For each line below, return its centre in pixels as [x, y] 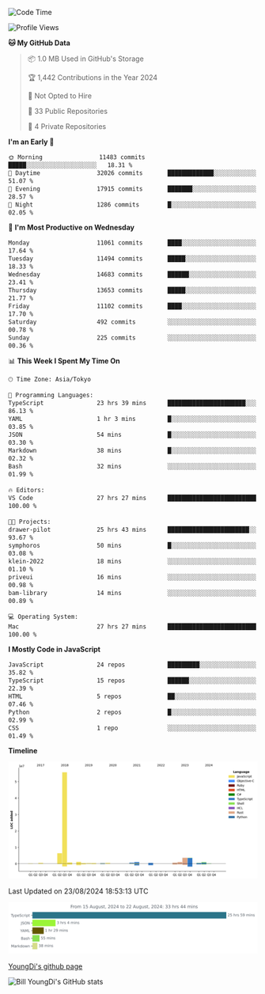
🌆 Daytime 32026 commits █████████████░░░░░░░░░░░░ [132, 173]
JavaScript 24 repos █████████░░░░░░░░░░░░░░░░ [132, 665]
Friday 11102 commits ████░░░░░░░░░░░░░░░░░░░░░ [132, 306]
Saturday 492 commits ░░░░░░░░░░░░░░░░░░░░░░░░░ [132, 322]
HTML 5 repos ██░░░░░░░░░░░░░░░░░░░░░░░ [132, 696]
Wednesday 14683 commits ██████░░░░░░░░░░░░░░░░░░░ [132, 275]
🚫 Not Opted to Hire [60, 96]
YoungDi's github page [45, 966]
